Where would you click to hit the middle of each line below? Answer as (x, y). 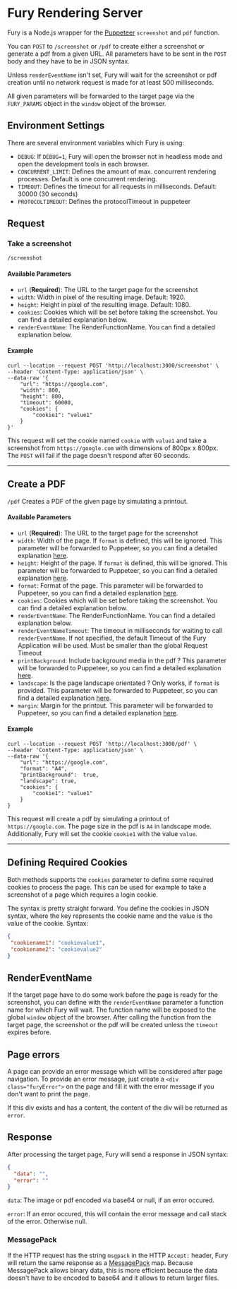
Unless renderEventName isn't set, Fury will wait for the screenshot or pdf (112, 75)
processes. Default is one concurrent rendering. (87, 178)
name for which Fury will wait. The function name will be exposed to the (112, 1010)
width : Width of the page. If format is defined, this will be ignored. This (120, 540)
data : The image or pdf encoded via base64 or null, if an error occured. (111, 1200)
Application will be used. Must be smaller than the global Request (113, 645)
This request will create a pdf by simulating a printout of (89, 819)
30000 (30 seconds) (48, 194)
